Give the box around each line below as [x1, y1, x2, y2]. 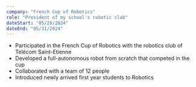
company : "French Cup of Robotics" [6, 8, 96, 15]
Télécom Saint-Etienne [14, 49, 72, 56]
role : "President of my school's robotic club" [6, 14, 128, 20]
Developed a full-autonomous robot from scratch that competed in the [14, 55, 190, 62]
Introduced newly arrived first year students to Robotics [14, 74, 154, 81]
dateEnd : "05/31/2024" [6, 25, 63, 32]
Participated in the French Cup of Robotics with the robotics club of [14, 42, 183, 49]
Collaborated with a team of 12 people [14, 67, 110, 75]
